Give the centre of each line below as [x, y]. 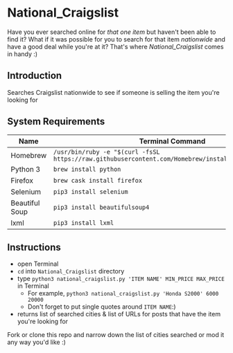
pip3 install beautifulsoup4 [101, 207]
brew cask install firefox [98, 180]
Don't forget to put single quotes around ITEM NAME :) [102, 307]
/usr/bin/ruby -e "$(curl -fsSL [107, 152]
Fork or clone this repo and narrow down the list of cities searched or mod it [116, 335]
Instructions [34, 247]
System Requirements [56, 121]
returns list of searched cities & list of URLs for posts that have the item [119, 314]
